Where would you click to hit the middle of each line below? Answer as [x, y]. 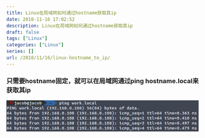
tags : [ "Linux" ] [27, 39]
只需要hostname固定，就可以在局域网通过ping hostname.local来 [103, 81]
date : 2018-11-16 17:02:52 [41, 19]
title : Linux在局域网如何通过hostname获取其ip [62, 13]
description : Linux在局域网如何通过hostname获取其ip [70, 26]
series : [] [20, 52]
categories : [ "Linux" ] [35, 45]
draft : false [23, 32]
